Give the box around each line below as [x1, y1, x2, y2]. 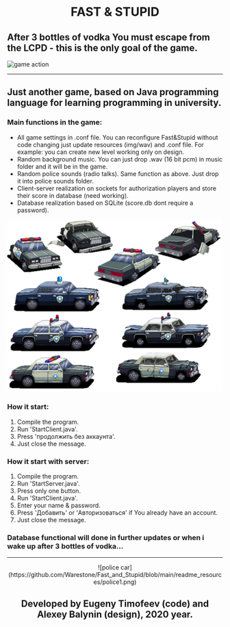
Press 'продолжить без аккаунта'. [16, 432, 116, 440]
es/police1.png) [93, 578, 137, 586]
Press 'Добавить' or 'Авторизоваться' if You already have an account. [16, 508, 218, 517]
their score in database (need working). [16, 191, 129, 199]
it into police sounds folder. [16, 177, 94, 185]
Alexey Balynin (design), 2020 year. [36, 609, 194, 620]
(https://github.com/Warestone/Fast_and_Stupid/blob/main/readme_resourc [8, 571, 222, 579]
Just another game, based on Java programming [7, 86, 219, 98]
